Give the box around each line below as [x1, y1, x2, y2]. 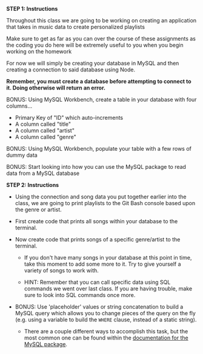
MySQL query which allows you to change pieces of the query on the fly [15, 310, 196, 316]
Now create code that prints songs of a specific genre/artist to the [15, 236, 181, 243]
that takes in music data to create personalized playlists [6, 24, 145, 30]
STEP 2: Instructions [6, 182, 59, 188]
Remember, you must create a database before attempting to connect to [6, 78, 192, 85]
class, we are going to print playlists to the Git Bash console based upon [15, 200, 196, 206]
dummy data [6, 151, 38, 159]
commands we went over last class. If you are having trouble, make [24, 285, 193, 292]
